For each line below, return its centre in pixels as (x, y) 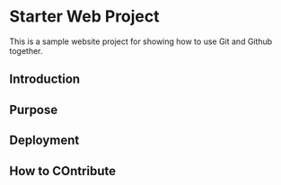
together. (26, 50)
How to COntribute (63, 171)
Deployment (44, 141)
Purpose (34, 110)
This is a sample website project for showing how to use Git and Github (141, 41)
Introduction (45, 79)
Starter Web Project (84, 17)
